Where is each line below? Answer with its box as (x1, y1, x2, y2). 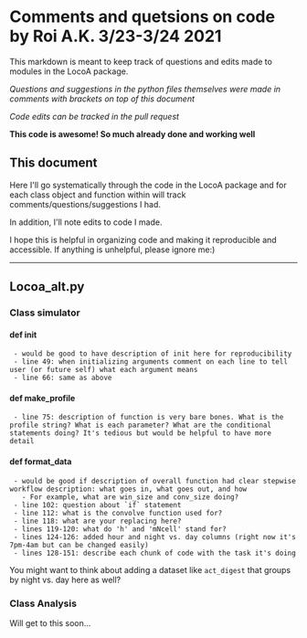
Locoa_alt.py (9, 279, 85, 294)
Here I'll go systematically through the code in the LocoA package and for (9, 179, 287, 190)
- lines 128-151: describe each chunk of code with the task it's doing (13, 548, 297, 558)
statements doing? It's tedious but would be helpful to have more (9, 429, 272, 438)
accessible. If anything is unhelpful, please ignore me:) (9, 244, 216, 255)
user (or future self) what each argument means (9, 366, 198, 375)
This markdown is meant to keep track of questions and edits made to (9, 56, 272, 67)
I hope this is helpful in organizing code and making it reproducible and (9, 234, 277, 245)
